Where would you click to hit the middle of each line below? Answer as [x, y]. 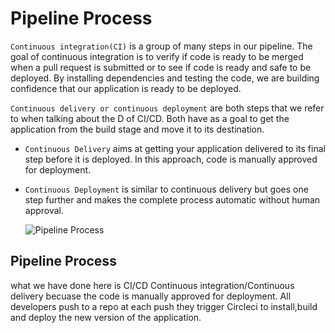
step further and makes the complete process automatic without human [172, 199]
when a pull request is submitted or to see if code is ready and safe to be [161, 67]
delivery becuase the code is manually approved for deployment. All [151, 296]
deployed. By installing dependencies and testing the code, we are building [165, 78]
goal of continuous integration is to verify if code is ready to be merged [157, 56]
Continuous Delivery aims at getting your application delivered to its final [175, 148]
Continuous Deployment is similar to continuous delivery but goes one [166, 189]
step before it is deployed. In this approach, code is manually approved [171, 159]
